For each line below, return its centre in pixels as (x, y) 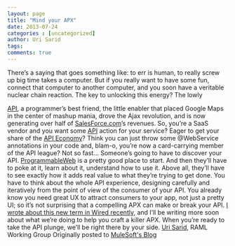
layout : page (26, 14)
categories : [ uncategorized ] (52, 33)
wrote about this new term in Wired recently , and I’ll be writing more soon (113, 212)
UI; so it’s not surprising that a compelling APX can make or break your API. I (118, 205)
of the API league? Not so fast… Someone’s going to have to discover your (115, 153)
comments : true (29, 53)
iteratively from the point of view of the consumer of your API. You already (115, 190)
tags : (15, 46)
